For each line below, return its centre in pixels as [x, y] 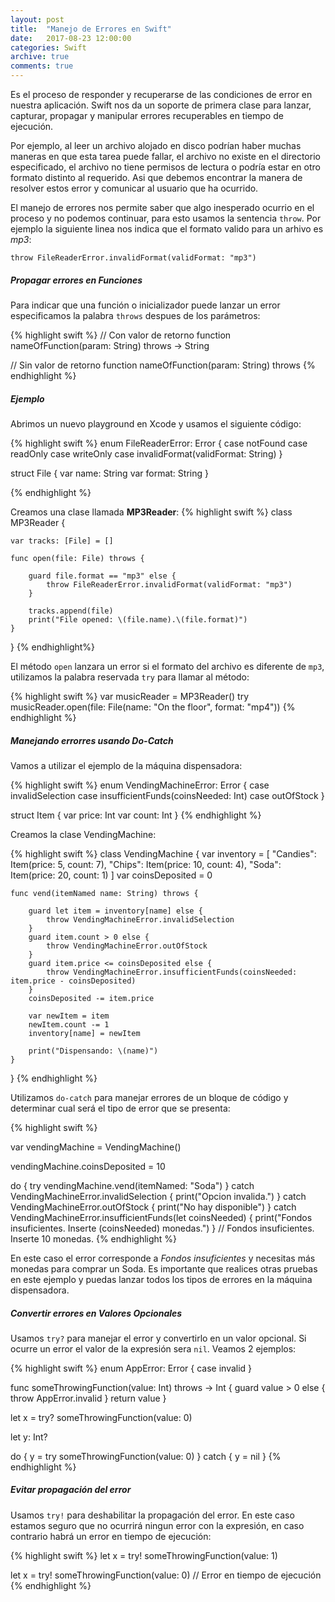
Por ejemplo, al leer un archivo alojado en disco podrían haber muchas [156, 145]
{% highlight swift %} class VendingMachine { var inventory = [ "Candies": [163, 853]
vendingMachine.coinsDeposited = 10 [88, 1166]
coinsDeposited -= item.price [91, 998]
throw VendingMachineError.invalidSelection [140, 919]
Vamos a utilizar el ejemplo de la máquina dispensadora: [126, 765]
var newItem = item [69, 1016]
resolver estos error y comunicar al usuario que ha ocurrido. [134, 188]
